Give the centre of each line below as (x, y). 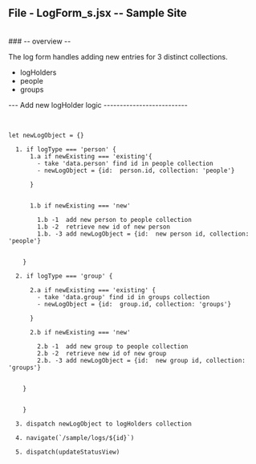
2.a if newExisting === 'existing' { (93, 290)
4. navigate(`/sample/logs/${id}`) (75, 437)
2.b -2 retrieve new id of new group (102, 353)
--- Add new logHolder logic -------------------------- (98, 105)
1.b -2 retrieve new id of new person (104, 227)
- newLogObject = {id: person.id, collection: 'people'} (136, 170)
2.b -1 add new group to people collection (113, 346)
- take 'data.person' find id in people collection (126, 163)
